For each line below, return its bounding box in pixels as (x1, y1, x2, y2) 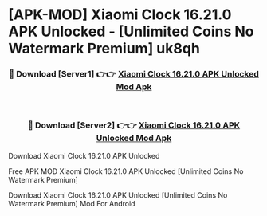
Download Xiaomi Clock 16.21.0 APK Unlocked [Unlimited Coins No (8, 190, 228, 200)
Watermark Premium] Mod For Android (8, 198, 135, 208)
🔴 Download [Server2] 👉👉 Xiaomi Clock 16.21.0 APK (27, 120, 241, 131)
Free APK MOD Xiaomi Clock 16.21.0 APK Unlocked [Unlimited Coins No (8, 166, 244, 176)
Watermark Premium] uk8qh (8, 40, 201, 57)
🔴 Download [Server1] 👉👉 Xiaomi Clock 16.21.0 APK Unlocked (9, 69, 259, 80)
